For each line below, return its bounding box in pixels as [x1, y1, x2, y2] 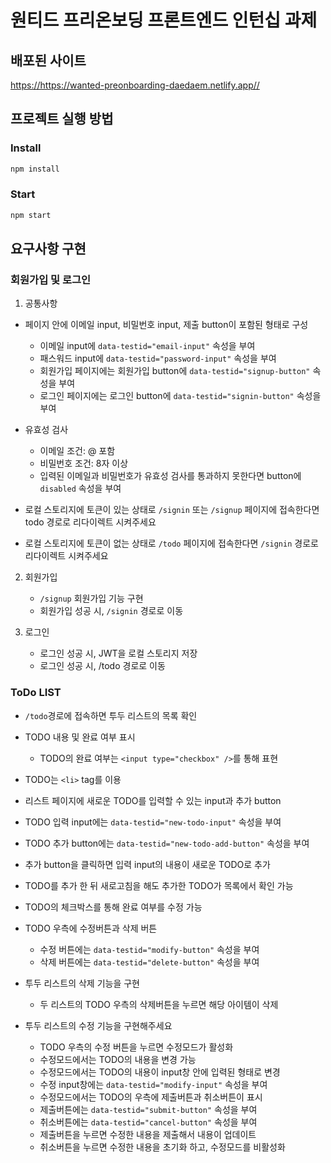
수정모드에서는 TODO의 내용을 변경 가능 [39, 1053, 197, 1065]
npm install [10, 164, 60, 174]
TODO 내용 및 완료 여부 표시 [24, 731, 136, 743]
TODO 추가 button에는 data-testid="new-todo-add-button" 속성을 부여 [24, 837, 310, 849]
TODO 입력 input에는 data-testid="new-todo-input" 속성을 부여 [24, 816, 282, 828]
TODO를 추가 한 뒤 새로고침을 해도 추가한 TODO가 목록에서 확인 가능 [24, 879, 294, 891]
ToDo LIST [10, 686, 62, 700]
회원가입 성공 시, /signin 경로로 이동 [39, 605, 184, 617]
